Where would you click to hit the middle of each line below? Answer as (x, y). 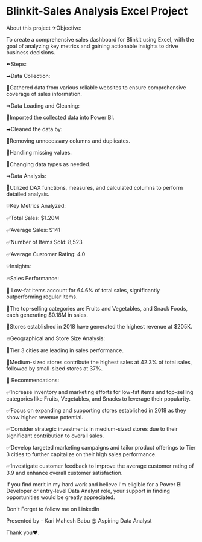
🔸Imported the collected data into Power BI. (60, 117)
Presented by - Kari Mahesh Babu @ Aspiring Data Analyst (79, 520)
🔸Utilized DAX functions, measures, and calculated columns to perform (95, 187)
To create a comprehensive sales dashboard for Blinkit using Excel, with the (100, 39)
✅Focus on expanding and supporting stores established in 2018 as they (96, 410)
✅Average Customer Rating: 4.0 (46, 254)
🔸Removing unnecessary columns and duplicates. (68, 141)
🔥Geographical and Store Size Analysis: (56, 338)
